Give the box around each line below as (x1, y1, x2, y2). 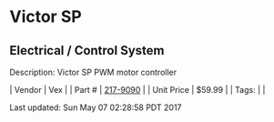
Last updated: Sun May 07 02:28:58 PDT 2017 (9, 102, 182, 113)
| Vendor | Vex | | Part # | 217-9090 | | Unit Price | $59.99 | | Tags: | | (9, 85, 266, 95)
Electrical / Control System (9, 43, 165, 58)
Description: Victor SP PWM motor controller (9, 66, 178, 77)
